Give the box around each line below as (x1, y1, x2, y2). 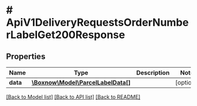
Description (136, 69, 170, 76)
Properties (6, 51, 46, 61)
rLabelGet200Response (6, 29, 125, 41)
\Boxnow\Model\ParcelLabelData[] (31, 79, 131, 86)
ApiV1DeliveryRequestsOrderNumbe (6, 16, 189, 29)
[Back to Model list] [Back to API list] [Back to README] (6, 94, 141, 100)
